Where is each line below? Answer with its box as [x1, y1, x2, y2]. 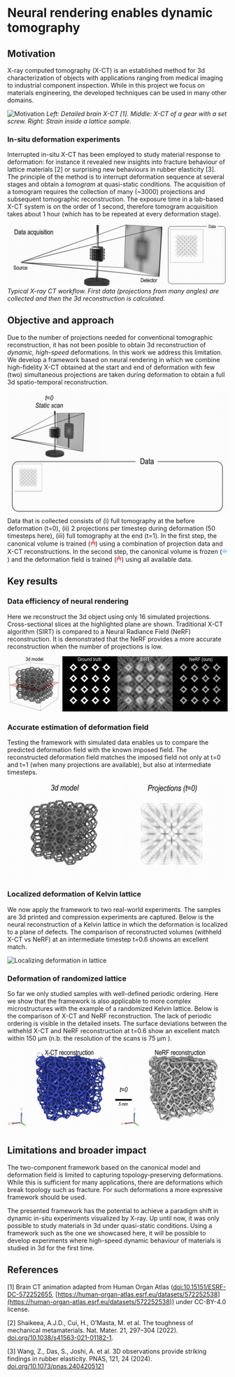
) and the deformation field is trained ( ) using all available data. [7, 555, 193, 563]
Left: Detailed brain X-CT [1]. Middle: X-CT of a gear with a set [46, 110, 227, 118]
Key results [7, 576, 58, 588]
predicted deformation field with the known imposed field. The [7, 745, 187, 754]
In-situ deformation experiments [7, 134, 121, 144]
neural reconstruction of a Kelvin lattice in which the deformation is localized [7, 920, 228, 929]
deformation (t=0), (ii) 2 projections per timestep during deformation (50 [7, 524, 215, 533]
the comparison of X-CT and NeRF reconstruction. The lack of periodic [7, 1012, 212, 1020]
